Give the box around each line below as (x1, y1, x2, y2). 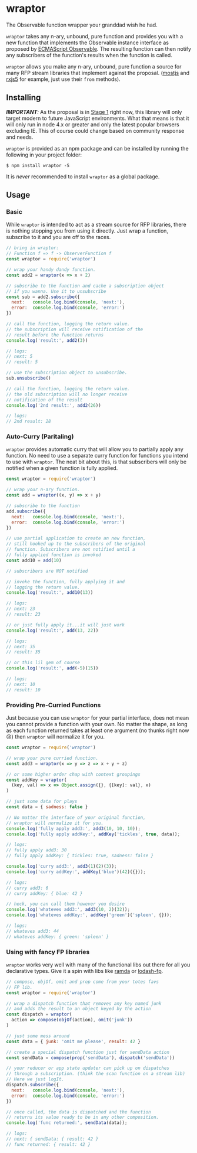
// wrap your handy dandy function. (6, 267, 96, 273)
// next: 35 (6, 644, 35, 649)
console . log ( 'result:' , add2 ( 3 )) (6, 337, 88, 344)
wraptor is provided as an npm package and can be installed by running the (6, 145, 189, 152)
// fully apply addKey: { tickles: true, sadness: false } (6, 852, 154, 859)
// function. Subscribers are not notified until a (6, 547, 135, 553)
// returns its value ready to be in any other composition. (6, 1115, 159, 1121)
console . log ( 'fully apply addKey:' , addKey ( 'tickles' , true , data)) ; (6, 831, 181, 837)
